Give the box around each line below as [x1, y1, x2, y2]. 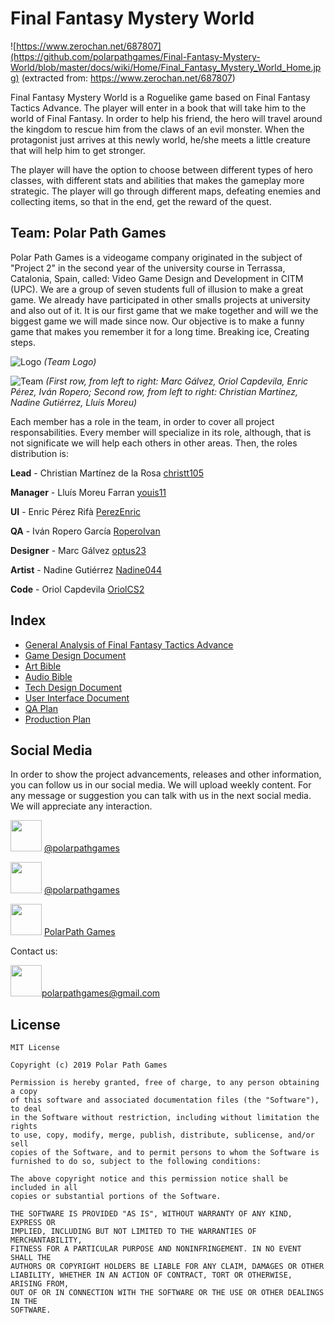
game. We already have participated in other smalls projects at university [10, 293, 311, 306]
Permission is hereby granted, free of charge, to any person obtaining [10, 1078, 320, 1088]
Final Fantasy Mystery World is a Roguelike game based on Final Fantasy [10, 91, 311, 103]
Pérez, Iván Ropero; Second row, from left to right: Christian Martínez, [10, 385, 298, 397]
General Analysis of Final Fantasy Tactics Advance [24, 638, 234, 651]
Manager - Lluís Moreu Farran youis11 [10, 486, 167, 498]
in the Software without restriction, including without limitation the [10, 1113, 320, 1123]
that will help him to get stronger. [10, 144, 146, 156]
